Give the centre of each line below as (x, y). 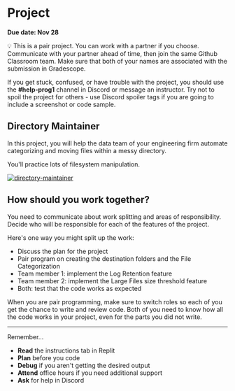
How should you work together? (79, 200)
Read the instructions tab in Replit (66, 350)
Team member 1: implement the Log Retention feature (95, 273)
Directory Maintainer (54, 126)
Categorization (39, 266)
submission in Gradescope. (47, 69)
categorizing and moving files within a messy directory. (87, 150)
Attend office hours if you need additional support (90, 373)
